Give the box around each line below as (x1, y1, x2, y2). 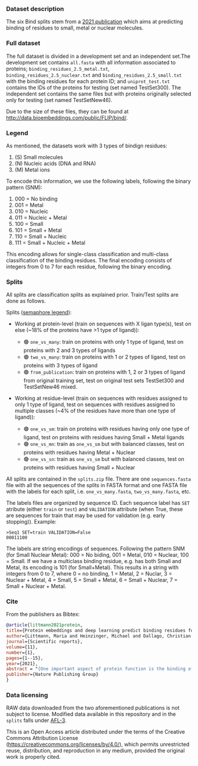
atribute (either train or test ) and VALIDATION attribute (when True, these (6, 506, 183, 513)
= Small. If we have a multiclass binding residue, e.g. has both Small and (6, 558, 181, 565)
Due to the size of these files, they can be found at (6, 108, 129, 115)
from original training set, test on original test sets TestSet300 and (23, 377, 184, 384)
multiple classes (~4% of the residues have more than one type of (14, 407, 176, 415)
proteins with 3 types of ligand (23, 362, 98, 369)
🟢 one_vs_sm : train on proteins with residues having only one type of (23, 425, 190, 432)
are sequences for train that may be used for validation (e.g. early (6, 512, 166, 519)
